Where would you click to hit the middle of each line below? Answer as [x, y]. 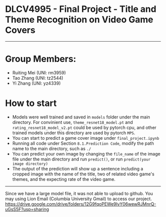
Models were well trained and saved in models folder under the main [81, 117]
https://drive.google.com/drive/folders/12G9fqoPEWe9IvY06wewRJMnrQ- [81, 204]
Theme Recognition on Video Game [79, 20]
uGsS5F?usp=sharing [27, 209]
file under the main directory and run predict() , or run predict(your [81, 159]
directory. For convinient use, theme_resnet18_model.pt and [73, 122]
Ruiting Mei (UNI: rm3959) [39, 72]
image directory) [30, 164]
